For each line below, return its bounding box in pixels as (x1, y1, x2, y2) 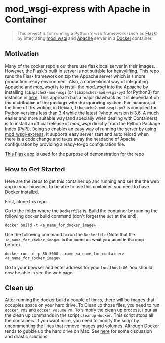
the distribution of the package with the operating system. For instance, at (5, 100, 156, 105)
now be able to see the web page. (5, 270, 74, 275)
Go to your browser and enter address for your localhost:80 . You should (5, 264, 153, 270)
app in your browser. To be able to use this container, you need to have (5, 183, 149, 189)
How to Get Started (5, 165, 65, 173)
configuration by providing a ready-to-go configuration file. (5, 141, 126, 147)
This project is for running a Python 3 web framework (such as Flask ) (17, 30, 158, 36)
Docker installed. (5, 189, 39, 195)
